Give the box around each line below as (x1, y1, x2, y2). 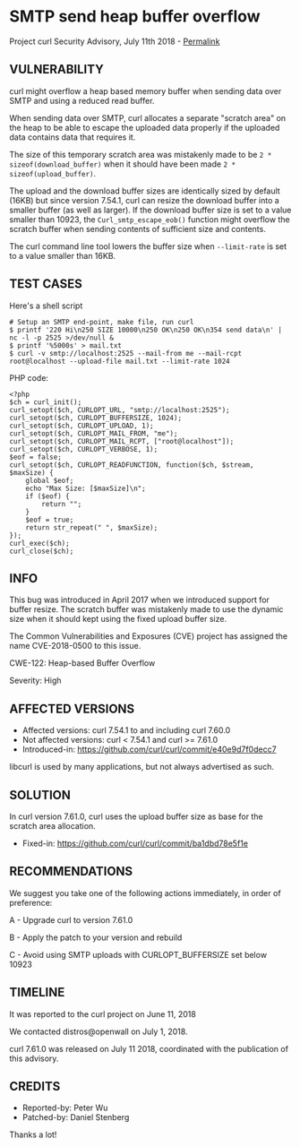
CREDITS (9, 1079, 61, 1094)
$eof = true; (25, 515, 74, 524)
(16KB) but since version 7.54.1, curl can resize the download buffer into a (9, 194, 279, 205)
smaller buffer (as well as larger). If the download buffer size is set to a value (9, 204, 292, 215)
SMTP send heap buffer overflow (9, 6, 261, 27)
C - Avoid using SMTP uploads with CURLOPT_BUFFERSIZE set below (9, 949, 267, 960)
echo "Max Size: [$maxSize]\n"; (25, 484, 146, 493)
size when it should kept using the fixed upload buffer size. (9, 614, 227, 625)
